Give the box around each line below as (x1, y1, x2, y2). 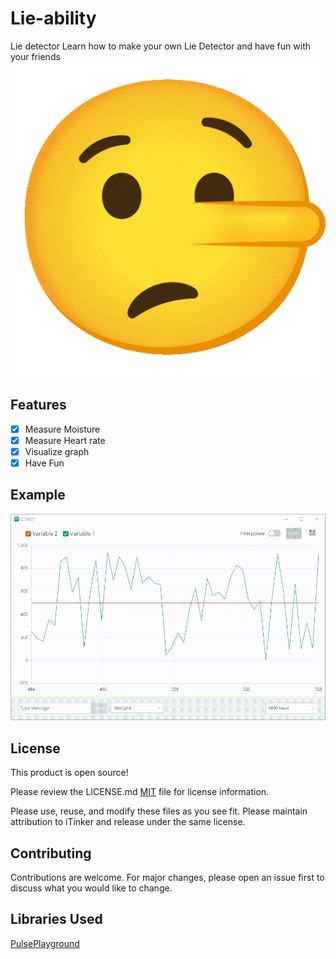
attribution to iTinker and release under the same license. (10, 816, 246, 828)
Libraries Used (10, 911, 103, 928)
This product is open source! (10, 767, 129, 779)
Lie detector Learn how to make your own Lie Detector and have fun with (10, 40, 311, 52)
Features (10, 397, 67, 414)
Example (10, 487, 66, 504)
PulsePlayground (10, 937, 80, 949)
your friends (10, 50, 61, 62)
